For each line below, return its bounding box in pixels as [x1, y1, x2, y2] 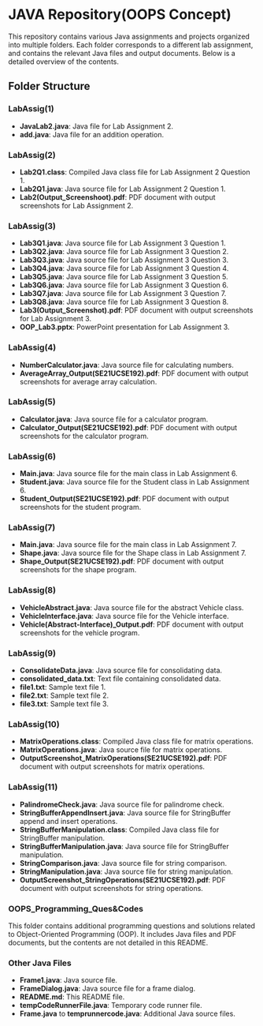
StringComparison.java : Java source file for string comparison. [19, 858, 227, 867]
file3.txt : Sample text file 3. [19, 699, 109, 708]
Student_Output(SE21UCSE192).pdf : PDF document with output [19, 494, 230, 504]
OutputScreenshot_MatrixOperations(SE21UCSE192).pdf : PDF [19, 754, 228, 763]
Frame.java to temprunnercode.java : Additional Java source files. [19, 1009, 236, 1019]
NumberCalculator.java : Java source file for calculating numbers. [19, 360, 234, 369]
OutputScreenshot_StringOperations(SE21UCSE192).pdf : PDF [19, 874, 226, 885]
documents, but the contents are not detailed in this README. [8, 938, 209, 947]
